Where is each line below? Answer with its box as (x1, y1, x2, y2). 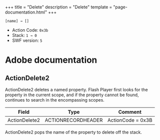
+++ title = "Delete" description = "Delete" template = (5, 4, 112, 10)
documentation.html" (5, 9, 48, 15)
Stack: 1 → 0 (12, 33, 37, 38)
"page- (113, 4, 128, 10)
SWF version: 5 (12, 37, 43, 43)
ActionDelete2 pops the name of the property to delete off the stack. (5, 129, 142, 135)
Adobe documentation (5, 54, 97, 66)
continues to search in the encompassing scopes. (5, 97, 105, 103)
